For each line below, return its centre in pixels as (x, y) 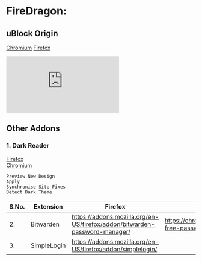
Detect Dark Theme (29, 192)
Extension (48, 206)
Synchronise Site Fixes (36, 187)
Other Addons (33, 129)
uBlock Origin (32, 33)
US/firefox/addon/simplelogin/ (115, 249)
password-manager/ (101, 231)
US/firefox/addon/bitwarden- (113, 224)
